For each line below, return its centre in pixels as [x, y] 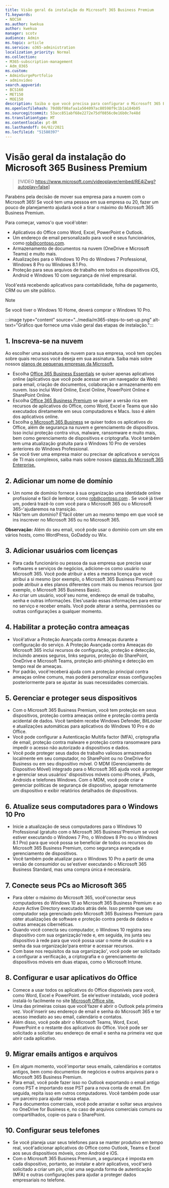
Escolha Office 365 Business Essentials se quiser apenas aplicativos [83, 374]
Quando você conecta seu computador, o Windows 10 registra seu [81, 930]
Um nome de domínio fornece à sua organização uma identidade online [87, 493]
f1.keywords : [19, 15]
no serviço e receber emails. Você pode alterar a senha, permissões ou [87, 606]
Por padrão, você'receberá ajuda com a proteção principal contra [80, 672]
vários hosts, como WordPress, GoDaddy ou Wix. [56, 535]
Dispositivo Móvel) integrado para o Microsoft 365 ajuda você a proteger [88, 769]
